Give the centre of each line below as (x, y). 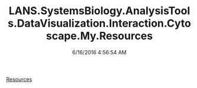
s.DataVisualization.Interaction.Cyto (99, 23)
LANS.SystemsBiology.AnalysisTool (99, 11)
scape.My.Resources (99, 36)
